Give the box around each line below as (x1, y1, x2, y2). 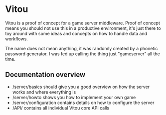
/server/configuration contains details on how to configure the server (12, 100, 155, 106)
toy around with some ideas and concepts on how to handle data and (5, 30, 148, 36)
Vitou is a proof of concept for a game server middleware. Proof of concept (5, 20, 161, 26)
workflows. (5, 36, 28, 42)
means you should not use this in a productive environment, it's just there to (5, 25, 161, 31)
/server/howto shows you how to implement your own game (12, 94, 136, 100)
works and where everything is (12, 89, 76, 95)
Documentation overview (5, 71, 86, 79)
